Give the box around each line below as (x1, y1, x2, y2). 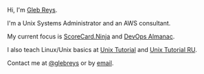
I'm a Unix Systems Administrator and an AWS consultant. (7, 19, 171, 27)
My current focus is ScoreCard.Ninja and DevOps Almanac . (7, 32, 175, 40)
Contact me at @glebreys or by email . (7, 59, 114, 67)
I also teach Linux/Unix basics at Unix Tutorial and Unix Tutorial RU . (7, 46, 197, 53)
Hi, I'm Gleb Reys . (7, 6, 58, 14)
